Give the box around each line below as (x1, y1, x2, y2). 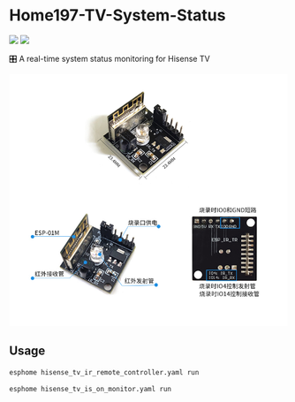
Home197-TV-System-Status (9, 5, 226, 26)
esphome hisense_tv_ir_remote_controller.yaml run (9, 368, 200, 376)
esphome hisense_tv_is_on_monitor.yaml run (9, 384, 172, 393)
